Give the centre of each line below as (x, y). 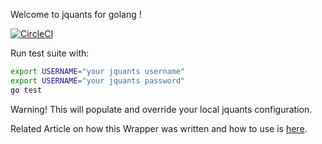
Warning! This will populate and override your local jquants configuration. (161, 109)
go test (26, 90)
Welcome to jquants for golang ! (76, 14)
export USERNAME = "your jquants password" (98, 80)
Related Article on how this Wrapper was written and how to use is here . (159, 128)
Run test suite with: (50, 53)
